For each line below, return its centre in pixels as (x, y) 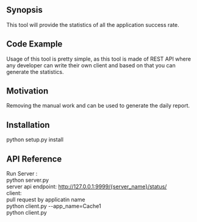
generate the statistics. (35, 72)
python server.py (28, 180)
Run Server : (22, 174)
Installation (28, 125)
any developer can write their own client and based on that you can (91, 65)
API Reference (34, 159)
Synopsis (24, 10)
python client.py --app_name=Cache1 (54, 206)
